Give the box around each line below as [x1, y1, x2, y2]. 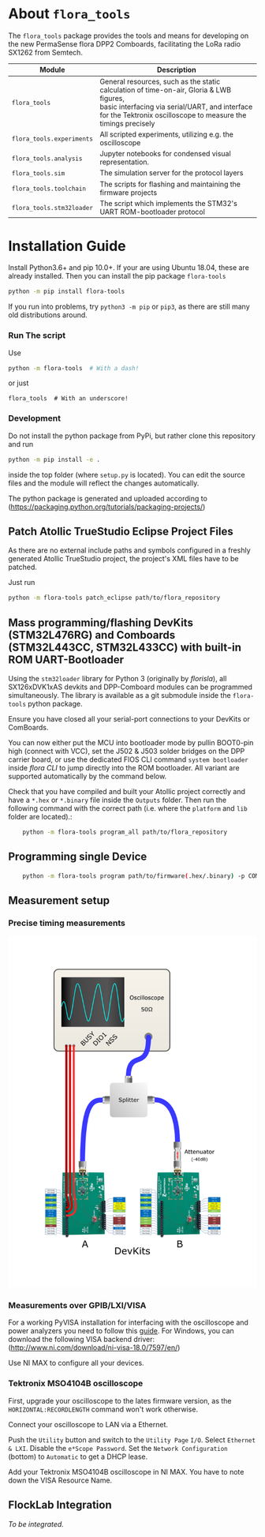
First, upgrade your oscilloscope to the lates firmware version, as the [8, 1396, 232, 1405]
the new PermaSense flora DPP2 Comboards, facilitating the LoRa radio [8, 39, 241, 48]
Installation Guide [8, 237, 126, 255]
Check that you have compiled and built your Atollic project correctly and [8, 787, 246, 797]
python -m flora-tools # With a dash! [8, 364, 140, 372]
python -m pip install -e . [8, 455, 101, 463]
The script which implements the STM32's [99, 198, 238, 208]
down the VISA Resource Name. [8, 1475, 113, 1485]
